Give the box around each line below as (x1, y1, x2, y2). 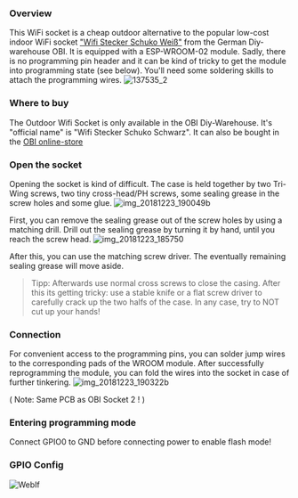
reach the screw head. (9, 233, 92, 244)
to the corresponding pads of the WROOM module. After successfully (9, 358, 264, 369)
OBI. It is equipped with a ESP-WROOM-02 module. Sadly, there (52, 46, 286, 57)
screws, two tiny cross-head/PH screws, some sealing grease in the (29, 188, 280, 199)
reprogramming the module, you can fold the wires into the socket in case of (9, 368, 290, 379)
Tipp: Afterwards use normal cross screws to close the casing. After (30, 277, 281, 288)
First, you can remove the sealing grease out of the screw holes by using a (9, 215, 283, 225)
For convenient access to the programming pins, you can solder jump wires (9, 348, 286, 359)
